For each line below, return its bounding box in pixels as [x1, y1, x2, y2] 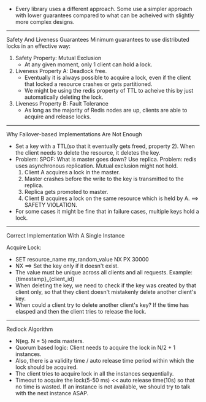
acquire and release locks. [24, 113, 91, 120]
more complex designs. [15, 18, 75, 25]
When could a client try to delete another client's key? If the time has [15, 301, 189, 309]
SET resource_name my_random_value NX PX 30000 [15, 256, 149, 263]
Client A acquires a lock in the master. [24, 169, 121, 176]
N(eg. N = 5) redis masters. [15, 338, 85, 344]
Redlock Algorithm [6, 325, 53, 333]
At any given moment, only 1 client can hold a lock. [24, 61, 153, 68]
